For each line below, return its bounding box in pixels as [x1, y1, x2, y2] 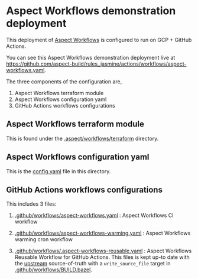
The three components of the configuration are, [6, 78, 122, 85]
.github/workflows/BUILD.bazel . [14, 266, 93, 273]
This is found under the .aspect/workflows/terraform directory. [6, 135, 159, 142]
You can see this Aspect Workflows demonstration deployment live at [6, 54, 176, 61]
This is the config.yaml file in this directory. [6, 167, 111, 175]
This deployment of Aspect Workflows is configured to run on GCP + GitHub [6, 36, 192, 43]
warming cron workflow [14, 236, 73, 243]
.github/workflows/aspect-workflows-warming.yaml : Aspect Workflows [14, 229, 191, 237]
